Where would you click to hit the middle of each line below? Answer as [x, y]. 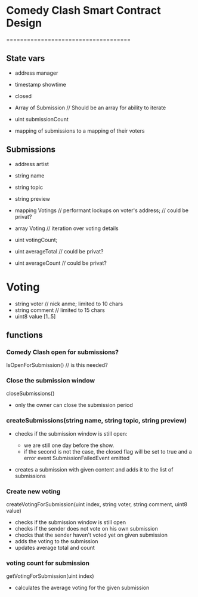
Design [24, 23]
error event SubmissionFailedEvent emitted [77, 458]
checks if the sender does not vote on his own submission [86, 529]
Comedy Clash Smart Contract [83, 10]
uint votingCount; [36, 240]
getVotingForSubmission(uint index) [50, 576]
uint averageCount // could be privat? [61, 263]
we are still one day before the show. [69, 445]
